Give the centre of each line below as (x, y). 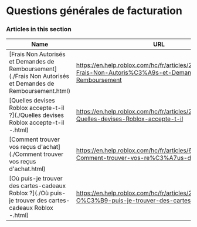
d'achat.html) (27, 169)
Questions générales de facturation (94, 11)
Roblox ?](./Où (29, 193)
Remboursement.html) (40, 91)
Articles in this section (39, 29)
